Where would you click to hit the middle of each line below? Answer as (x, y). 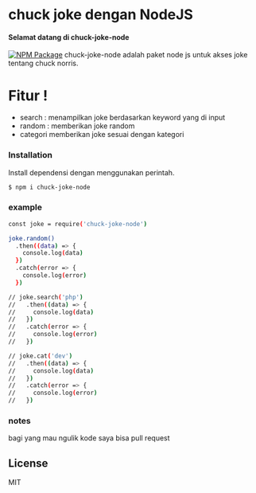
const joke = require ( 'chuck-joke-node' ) (78, 224)
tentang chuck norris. (43, 63)
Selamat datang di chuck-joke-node (69, 37)
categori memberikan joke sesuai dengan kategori (102, 135)
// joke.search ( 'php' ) (46, 297)
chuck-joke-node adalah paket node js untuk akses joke (156, 55)
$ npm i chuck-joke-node (49, 187)
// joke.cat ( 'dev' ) (41, 356)
